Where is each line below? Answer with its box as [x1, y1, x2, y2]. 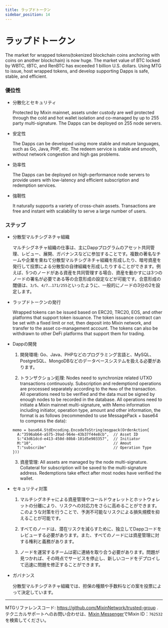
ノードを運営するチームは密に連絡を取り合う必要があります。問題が [19, 549, 160, 555]
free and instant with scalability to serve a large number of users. [12, 208, 147, 214]
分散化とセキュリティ [12, 99, 56, 106]
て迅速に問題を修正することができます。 [19, 562, 103, 568]
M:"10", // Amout [17, 441, 131, 446]
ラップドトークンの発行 [12, 299, 61, 305]
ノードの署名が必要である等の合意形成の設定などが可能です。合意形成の [12, 276, 161, 282]
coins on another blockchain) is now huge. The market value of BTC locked [5, 57, 160, 63]
